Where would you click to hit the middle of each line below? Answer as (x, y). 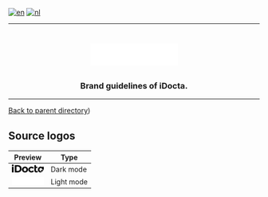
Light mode (69, 181)
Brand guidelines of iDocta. (134, 85)
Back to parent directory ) (49, 111)
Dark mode (69, 169)
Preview (28, 157)
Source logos (42, 136)
